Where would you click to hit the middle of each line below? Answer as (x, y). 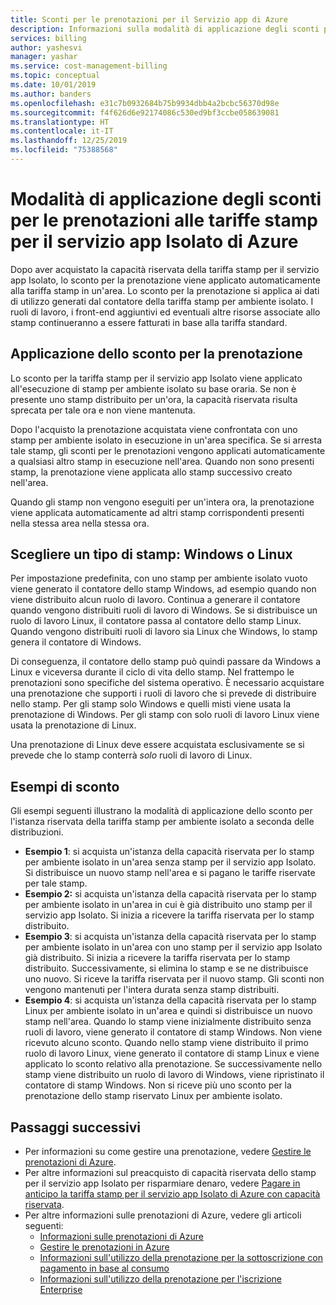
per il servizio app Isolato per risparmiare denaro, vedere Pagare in (162, 1183)
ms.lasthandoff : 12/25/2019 (69, 141)
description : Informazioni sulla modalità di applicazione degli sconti (165, 29)
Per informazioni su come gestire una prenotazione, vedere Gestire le (168, 1152)
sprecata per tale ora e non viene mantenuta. (103, 410)
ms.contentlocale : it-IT (62, 131)
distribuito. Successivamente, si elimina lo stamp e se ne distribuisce (166, 968)
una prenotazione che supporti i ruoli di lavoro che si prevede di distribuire (163, 693)
